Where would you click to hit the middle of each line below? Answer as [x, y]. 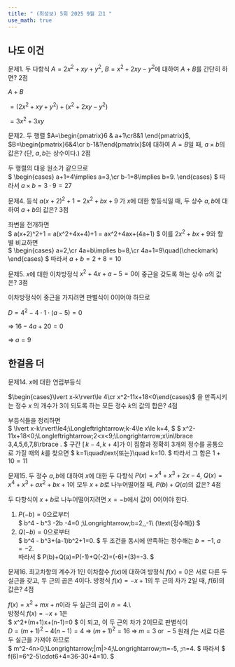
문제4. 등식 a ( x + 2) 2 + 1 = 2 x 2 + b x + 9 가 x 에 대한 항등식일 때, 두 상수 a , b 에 [114, 200]
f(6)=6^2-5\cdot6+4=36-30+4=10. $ [61, 656]
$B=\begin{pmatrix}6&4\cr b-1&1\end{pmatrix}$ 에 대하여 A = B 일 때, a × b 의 [117, 144]
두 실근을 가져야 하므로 [39, 640]
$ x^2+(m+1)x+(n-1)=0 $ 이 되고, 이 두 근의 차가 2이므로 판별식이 [98, 622]
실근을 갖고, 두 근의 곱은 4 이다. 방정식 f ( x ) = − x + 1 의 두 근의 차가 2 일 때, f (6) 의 [116, 581]
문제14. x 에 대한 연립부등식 [44, 382]
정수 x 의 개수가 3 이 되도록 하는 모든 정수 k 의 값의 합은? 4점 [96, 405]
